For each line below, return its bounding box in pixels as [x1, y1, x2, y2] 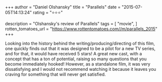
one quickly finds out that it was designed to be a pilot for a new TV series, [5, 46, 156, 51]
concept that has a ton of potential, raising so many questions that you [5, 56, 147, 62]
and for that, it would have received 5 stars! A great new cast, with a [5, 51, 142, 56]
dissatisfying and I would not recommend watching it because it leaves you [5, 66, 156, 72]
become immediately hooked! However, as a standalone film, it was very [5, 61, 150, 67]
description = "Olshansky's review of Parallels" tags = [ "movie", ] [5, 21, 138, 26]
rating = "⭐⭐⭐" [33, 10, 63, 15]
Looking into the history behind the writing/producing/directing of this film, [5, 41, 155, 46]
